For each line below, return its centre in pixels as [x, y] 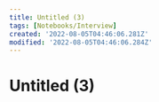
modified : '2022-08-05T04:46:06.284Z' [81, 42]
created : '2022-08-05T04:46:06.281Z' [79, 34]
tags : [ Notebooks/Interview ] [63, 26]
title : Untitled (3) [48, 17]
